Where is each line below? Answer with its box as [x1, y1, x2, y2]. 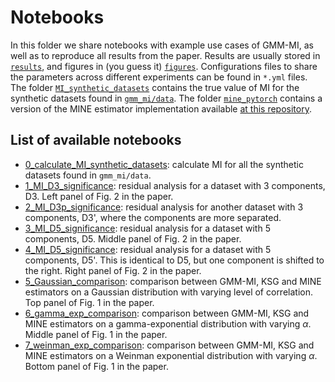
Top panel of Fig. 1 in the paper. [24, 296, 155, 308]
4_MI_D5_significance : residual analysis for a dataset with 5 [24, 243, 272, 255]
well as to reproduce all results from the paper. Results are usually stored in [10, 49, 321, 61]
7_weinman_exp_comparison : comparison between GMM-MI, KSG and [24, 339, 315, 351]
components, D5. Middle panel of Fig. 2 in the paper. [24, 232, 242, 245]
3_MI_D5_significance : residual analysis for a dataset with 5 [24, 222, 271, 234]
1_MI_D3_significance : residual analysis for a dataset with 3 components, [24, 179, 326, 191]
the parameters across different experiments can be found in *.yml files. [10, 71, 308, 83]
